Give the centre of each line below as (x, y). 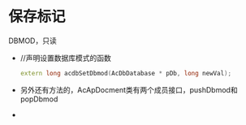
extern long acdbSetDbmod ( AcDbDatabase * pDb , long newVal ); (126, 73)
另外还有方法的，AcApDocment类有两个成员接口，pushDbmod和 (129, 89)
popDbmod (39, 99)
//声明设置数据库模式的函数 (65, 58)
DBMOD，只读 (32, 41)
